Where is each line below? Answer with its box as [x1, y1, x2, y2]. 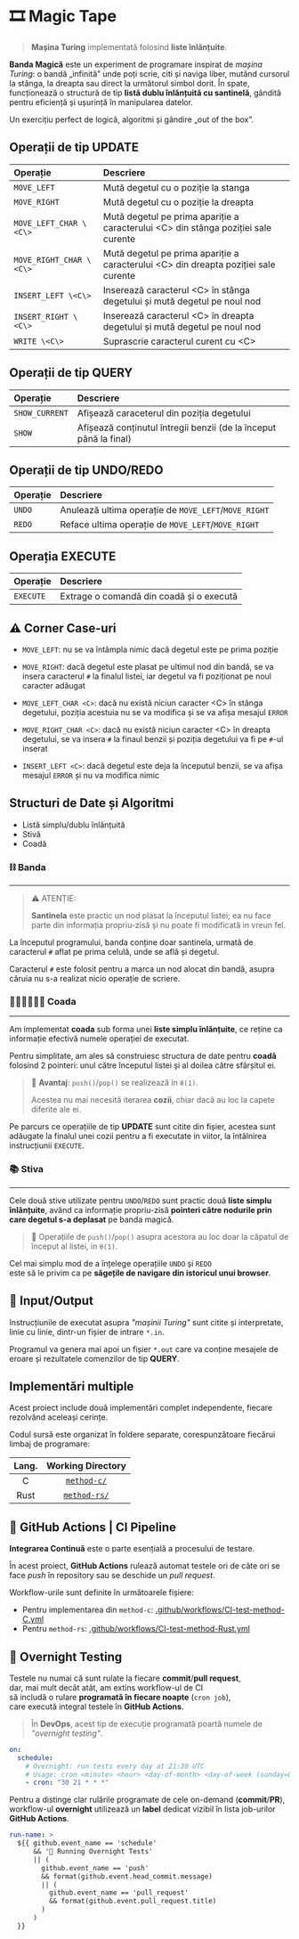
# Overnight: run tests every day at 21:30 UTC [25, 1762, 205, 1771]
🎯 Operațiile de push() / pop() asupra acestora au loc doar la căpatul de [30, 1231, 289, 1242]
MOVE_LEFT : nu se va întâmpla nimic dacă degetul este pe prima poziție [21, 644, 279, 655]
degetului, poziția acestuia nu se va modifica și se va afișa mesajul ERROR [21, 707, 288, 717]
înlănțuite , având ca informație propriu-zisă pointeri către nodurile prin [9, 1204, 273, 1215]
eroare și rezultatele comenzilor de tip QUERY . [9, 1353, 180, 1364]
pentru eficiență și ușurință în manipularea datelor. [9, 96, 194, 107]
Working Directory [45, 1460, 126, 1472]
